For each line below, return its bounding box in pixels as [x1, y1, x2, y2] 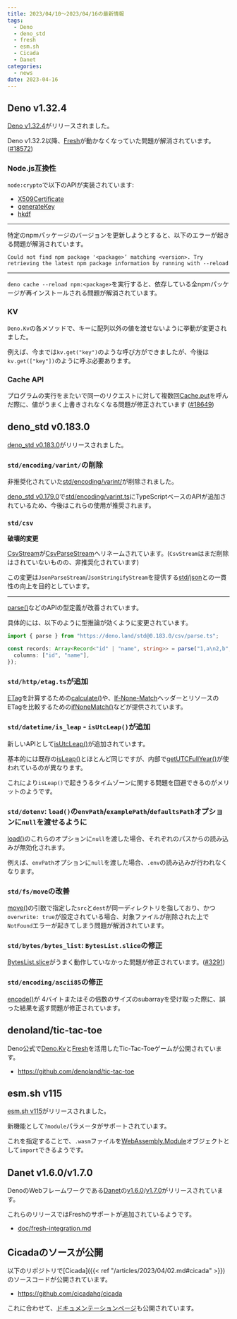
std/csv [7, 519, 34, 528]
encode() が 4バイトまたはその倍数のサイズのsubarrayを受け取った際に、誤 [7, 995, 226, 1003]
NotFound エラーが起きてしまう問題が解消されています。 [7, 921, 168, 930]
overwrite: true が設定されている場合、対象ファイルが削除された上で [7, 913, 209, 921]
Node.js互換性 [7, 164, 56, 174]
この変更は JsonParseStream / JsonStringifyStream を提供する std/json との [7, 573, 215, 582]
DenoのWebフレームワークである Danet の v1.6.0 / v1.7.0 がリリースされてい [7, 1186, 217, 1195]
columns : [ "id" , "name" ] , [13, 652, 90, 659]
